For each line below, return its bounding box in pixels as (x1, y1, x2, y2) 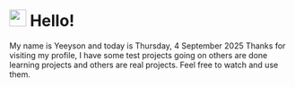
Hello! (30, 11, 75, 31)
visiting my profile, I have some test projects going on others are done (9, 49, 268, 60)
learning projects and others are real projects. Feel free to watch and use (9, 59, 279, 70)
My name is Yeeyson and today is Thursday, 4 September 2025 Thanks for (9, 40, 286, 51)
